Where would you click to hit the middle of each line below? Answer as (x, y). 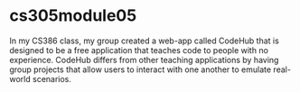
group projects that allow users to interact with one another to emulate (141, 69)
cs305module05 (73, 16)
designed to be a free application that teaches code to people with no (139, 50)
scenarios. (52, 78)
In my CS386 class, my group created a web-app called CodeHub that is (145, 41)
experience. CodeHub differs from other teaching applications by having (144, 60)
